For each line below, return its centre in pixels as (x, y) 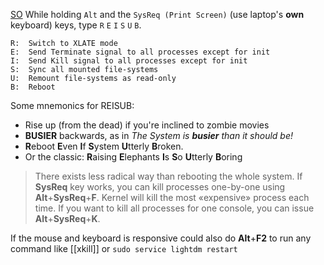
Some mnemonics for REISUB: (72, 105)
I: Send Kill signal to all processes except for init (129, 61)
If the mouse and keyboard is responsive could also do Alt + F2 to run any (161, 238)
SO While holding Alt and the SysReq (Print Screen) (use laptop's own (157, 14)
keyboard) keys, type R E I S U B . (76, 25)
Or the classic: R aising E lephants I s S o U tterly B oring (133, 157)
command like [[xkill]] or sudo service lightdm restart (124, 248)
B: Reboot (33, 87)
